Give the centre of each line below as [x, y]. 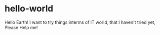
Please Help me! [21, 27]
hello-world [29, 9]
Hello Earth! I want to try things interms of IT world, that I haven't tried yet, [80, 22]
